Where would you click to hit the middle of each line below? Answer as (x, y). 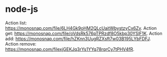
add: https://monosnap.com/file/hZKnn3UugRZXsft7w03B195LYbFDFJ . (78, 39)
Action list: (16, 23)
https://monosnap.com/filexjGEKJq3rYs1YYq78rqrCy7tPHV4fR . (70, 49)
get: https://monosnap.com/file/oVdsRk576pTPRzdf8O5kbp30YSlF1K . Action (84, 33)
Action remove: (21, 44)
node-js (22, 9)
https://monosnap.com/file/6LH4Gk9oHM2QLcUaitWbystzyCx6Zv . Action (81, 28)
